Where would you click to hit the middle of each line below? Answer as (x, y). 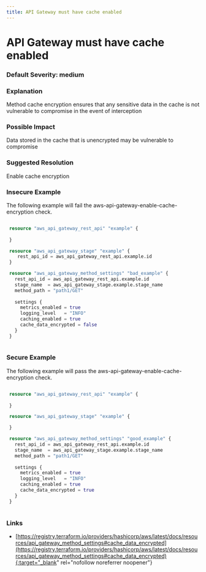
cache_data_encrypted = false (59, 325)
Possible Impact (31, 126)
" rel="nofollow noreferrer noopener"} (105, 562)
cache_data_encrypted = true (57, 490)
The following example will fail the (49, 205)
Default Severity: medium (45, 74)
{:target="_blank (36, 562)
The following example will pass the (51, 371)
